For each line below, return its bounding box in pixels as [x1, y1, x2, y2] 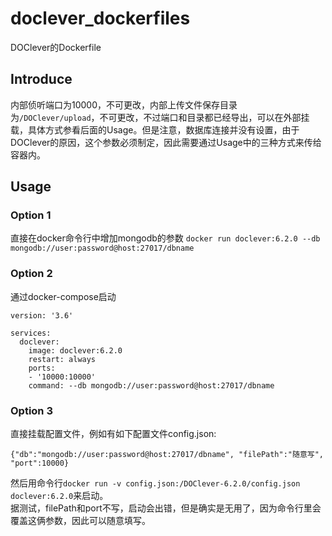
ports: [28, 363, 56, 373]
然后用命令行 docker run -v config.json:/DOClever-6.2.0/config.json [10, 477, 301, 489]
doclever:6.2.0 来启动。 [10, 490, 109, 502]
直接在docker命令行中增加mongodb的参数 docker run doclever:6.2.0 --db [10, 232, 321, 244]
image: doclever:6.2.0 [28, 345, 123, 356]
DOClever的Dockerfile [10, 41, 102, 53]
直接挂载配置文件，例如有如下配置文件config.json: [10, 428, 217, 440]
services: [10, 328, 52, 338]
